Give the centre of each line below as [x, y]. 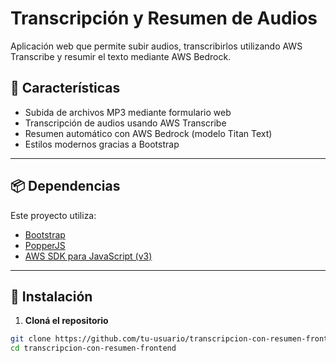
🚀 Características [65, 88]
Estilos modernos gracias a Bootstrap [102, 144]
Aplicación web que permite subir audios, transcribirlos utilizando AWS [156, 46]
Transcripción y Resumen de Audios [164, 18]
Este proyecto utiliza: [53, 215]
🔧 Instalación [51, 296]
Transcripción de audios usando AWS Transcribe [125, 123]
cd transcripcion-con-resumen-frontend [93, 348]
